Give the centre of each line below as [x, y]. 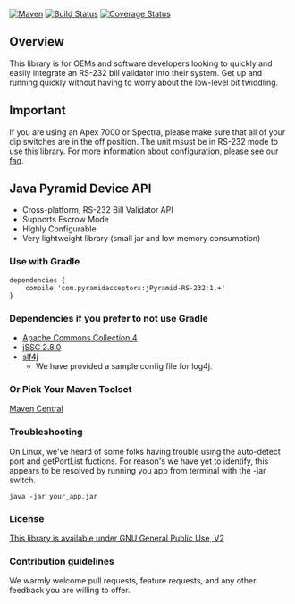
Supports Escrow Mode [66, 220]
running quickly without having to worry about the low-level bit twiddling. [144, 82]
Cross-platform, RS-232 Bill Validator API [97, 210]
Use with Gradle [45, 262]
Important [38, 110]
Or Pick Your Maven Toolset [71, 389]
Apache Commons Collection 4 [80, 338]
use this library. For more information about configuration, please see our [144, 151]
